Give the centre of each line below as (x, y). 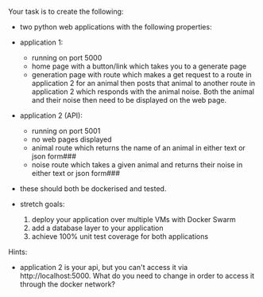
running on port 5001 (66, 131)
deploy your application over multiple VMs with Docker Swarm (133, 219)
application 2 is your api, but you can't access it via (104, 267)
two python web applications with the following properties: (116, 27)
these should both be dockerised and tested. (93, 189)
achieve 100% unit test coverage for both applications (120, 236)
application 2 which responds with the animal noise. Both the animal (143, 92)
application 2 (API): (51, 115)
